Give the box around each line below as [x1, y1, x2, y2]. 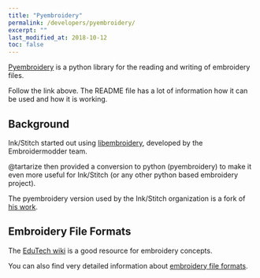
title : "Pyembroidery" [8, 11, 83, 20]
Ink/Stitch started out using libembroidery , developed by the [8, 138, 203, 147]
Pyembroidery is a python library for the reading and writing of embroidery [8, 62, 251, 72]
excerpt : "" [8, 26, 47, 34]
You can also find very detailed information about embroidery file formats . [8, 261, 248, 270]
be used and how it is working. [8, 95, 108, 104]
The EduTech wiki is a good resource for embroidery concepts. [8, 246, 213, 255]
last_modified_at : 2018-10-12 [8, 33, 108, 42]
